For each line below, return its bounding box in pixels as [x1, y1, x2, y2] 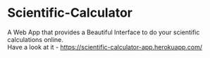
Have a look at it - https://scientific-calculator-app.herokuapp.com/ [7, 43, 203, 51]
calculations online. [7, 35, 63, 43]
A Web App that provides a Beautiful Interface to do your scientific [7, 28, 200, 36]
